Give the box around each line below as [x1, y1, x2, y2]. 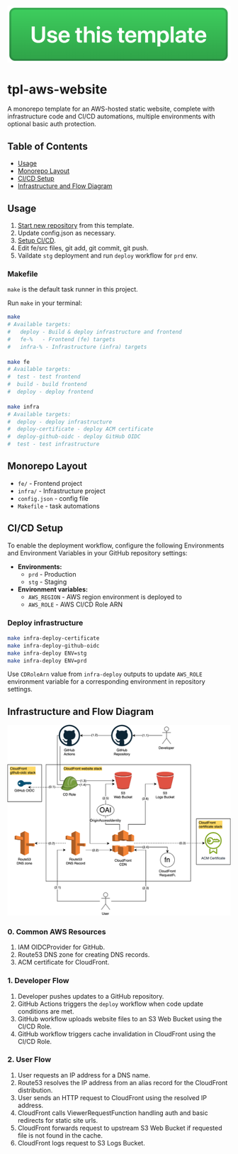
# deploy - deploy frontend [7, 389, 93, 396]
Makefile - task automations [17, 501, 101, 510]
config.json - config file [17, 494, 89, 502]
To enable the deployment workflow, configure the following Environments [7, 541, 225, 550]
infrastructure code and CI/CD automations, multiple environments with [7, 112, 216, 121]
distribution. [17, 1086, 53, 1094]
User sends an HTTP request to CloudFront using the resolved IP [17, 1093, 208, 1102]
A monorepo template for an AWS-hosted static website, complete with [7, 105, 215, 113]
